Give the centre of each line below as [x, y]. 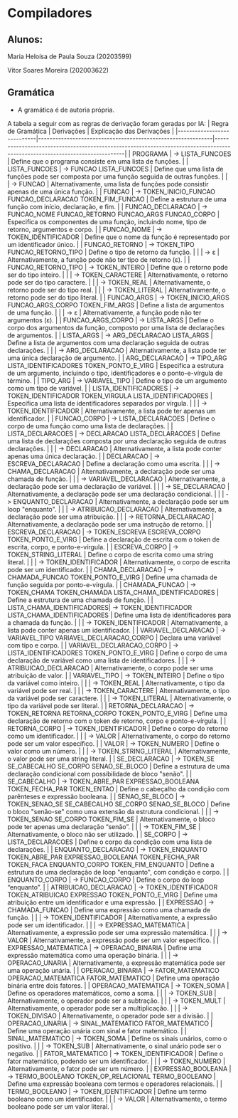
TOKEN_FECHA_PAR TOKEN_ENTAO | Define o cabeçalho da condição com [118, 789]
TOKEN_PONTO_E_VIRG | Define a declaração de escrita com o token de [114, 539]
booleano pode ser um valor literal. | [60, 1106]
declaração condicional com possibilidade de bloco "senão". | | [100, 774]
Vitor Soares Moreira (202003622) [58, 70]
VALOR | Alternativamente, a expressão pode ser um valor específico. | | [113, 940]
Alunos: [25, 39]
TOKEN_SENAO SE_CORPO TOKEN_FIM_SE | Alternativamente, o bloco [111, 819]
